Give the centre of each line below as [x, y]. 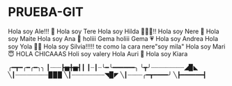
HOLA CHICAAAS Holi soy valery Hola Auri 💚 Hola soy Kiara [102, 53]
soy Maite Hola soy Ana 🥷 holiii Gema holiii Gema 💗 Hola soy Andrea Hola [113, 38]
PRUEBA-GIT [46, 12]
